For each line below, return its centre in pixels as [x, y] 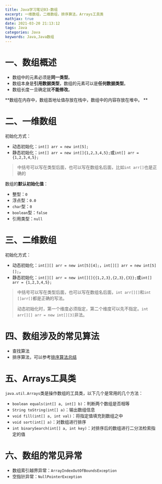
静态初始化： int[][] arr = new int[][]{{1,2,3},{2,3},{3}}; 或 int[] [82, 277]
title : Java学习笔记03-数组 [31, 10]
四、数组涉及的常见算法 [52, 336]
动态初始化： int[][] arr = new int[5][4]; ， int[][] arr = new [76, 265]
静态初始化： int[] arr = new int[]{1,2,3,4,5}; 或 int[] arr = [75, 152]
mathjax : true [20, 19]
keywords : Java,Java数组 [30, 37]
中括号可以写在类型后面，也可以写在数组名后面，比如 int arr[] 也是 [85, 167]
